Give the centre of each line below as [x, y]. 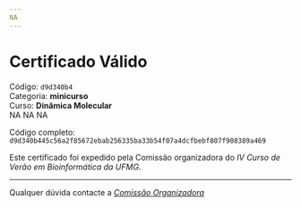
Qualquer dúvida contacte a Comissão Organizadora [107, 192]
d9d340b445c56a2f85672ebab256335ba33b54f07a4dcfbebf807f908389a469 [138, 141]
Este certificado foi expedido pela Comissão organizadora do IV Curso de [145, 157]
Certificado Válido [78, 61]
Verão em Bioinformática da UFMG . [75, 167]
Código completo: [43, 132]
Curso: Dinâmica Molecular [61, 105]
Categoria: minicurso [49, 95]
